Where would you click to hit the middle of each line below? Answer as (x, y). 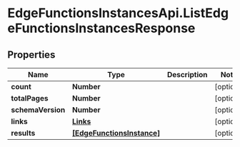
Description (187, 75)
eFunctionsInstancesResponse (101, 28)
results (23, 133)
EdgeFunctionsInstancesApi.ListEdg (118, 13)
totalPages (30, 98)
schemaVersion (38, 110)
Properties (31, 55)
